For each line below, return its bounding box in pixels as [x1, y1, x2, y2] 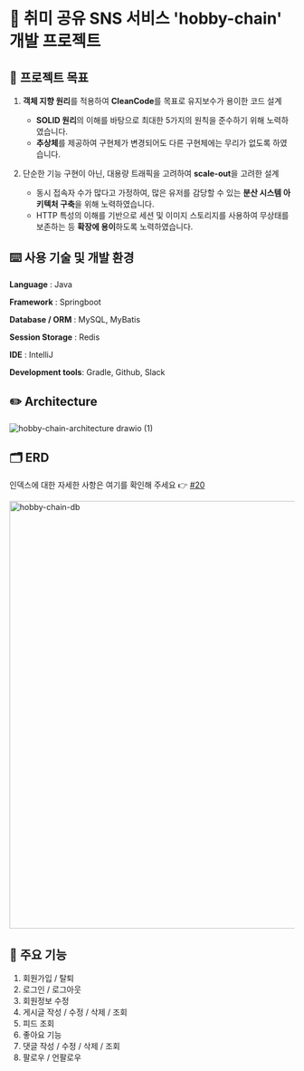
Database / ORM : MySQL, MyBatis [9, 314, 141, 324]
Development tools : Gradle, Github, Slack [9, 366, 166, 377]
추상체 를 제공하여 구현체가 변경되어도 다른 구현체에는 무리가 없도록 [35, 138, 271, 148]
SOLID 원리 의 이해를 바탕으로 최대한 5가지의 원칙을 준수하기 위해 [35, 115, 265, 125]
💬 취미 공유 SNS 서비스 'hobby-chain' [9, 8, 282, 29]
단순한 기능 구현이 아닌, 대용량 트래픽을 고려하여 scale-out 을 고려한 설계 [22, 169, 280, 178]
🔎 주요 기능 [9, 947, 68, 962]
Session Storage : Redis [9, 332, 100, 343]
